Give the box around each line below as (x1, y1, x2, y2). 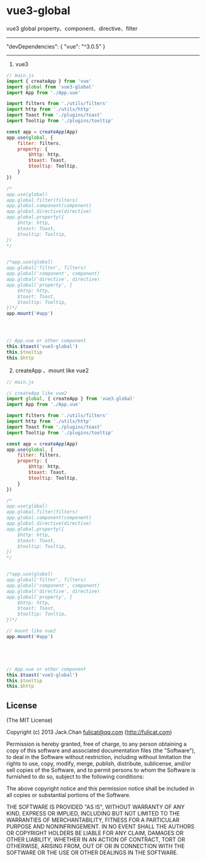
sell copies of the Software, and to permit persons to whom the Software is (6, 766, 196, 774)
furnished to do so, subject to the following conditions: (6, 773, 144, 781)
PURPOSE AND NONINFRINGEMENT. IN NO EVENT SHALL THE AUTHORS (6, 823, 195, 830)
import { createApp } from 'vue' (6, 78, 92, 84)
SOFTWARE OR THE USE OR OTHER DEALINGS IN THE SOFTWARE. (6, 849, 178, 857)
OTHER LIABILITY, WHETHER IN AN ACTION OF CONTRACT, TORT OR (6, 836, 185, 843)
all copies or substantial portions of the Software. (6, 792, 131, 799)
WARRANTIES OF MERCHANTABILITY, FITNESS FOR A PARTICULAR (6, 816, 180, 824)
